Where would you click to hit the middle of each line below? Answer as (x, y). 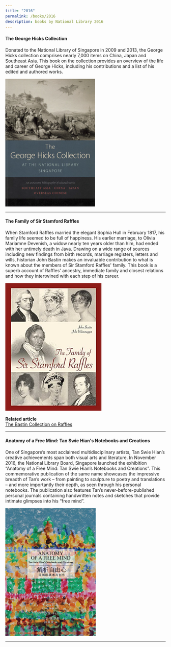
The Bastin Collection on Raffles (39, 424)
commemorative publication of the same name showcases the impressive (82, 474)
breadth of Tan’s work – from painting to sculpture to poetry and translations (85, 479)
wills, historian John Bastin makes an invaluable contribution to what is (79, 259)
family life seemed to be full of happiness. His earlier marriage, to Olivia (80, 238)
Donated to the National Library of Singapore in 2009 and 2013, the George (84, 50)
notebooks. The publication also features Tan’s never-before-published (80, 490)
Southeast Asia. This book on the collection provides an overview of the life (84, 61)
